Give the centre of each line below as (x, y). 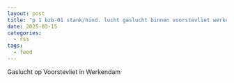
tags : (15, 46)
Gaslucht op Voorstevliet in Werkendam (64, 72)
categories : (24, 33)
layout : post (26, 13)
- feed (23, 53)
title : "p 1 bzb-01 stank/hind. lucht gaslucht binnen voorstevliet (109, 20)
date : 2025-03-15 (32, 26)
